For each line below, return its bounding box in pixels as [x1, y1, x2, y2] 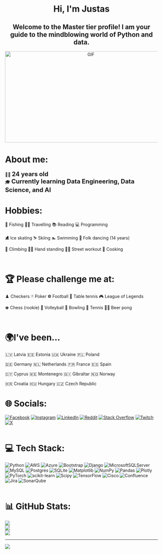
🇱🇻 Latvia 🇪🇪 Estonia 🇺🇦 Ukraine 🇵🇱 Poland [5, 351, 100, 357]
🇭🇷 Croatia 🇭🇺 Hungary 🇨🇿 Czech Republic [5, 381, 97, 387]
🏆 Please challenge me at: [5, 274, 115, 285]
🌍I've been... [5, 332, 61, 343]
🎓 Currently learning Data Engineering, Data [5, 177, 135, 185]
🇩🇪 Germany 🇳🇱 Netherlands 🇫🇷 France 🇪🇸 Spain [5, 361, 112, 367]
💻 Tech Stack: [5, 443, 65, 454]
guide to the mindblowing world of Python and [10, 30, 153, 38]
